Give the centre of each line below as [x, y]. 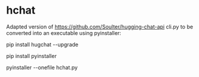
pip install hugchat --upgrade [42, 44]
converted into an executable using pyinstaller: [64, 33]
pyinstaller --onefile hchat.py [42, 67]
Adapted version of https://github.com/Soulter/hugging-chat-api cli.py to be [99, 27]
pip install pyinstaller [31, 56]
